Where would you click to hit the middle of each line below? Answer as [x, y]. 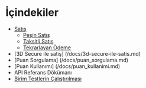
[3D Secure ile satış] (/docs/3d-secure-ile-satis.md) [77, 53]
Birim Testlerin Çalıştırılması [48, 79]
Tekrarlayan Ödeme [47, 48]
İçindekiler [32, 13]
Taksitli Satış [38, 41]
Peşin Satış [36, 35]
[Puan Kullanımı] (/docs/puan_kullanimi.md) [67, 66]
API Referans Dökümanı [43, 72]
